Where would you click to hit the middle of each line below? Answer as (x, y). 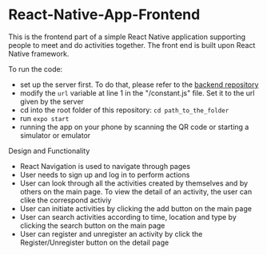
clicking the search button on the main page (92, 226)
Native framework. (39, 53)
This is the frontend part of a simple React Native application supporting (127, 37)
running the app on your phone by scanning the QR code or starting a (134, 127)
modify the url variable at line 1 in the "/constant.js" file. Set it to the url (137, 92)
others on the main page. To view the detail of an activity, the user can (136, 191)
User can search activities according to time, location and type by (128, 217)
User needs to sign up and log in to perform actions (105, 175)
